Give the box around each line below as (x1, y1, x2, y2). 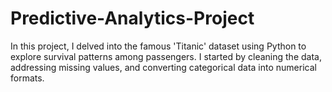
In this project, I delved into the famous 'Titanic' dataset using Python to (10, 40, 307, 52)
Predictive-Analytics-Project (10, 7, 255, 30)
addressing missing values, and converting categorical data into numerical (10, 61, 317, 73)
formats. (10, 72, 45, 84)
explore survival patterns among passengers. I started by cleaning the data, (10, 50, 322, 62)
